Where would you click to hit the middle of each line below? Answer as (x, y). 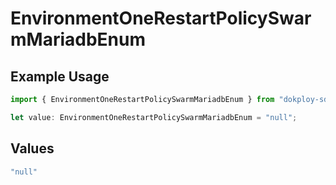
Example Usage (60, 76)
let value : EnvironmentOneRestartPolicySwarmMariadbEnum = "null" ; (154, 117)
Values (32, 148)
